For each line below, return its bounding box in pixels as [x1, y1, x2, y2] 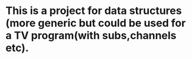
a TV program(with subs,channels [5, 29, 177, 42]
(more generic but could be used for [5, 16, 186, 30]
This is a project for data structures [5, 4, 182, 18]
